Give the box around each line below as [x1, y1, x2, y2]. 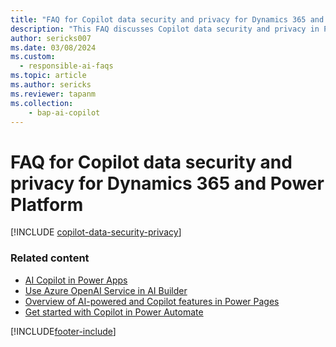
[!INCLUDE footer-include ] [10, 325, 117, 337]
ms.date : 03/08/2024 [10, 42, 97, 53]
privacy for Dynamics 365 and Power [10, 172, 325, 195]
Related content [10, 251, 90, 265]
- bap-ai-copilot [28, 107, 101, 118]
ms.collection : [10, 98, 74, 108]
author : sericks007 [10, 33, 92, 43]
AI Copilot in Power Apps [24, 274, 128, 286]
